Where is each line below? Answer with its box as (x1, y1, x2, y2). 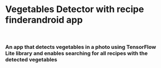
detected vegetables (5, 56, 57, 63)
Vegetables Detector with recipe (5, 4, 144, 15)
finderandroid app (5, 14, 83, 26)
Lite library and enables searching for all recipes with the (5, 49, 148, 56)
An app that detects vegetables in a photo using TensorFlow (5, 43, 156, 50)
